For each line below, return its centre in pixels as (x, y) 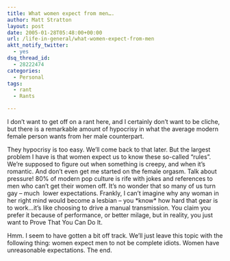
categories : (24, 71)
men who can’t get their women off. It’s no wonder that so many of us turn (112, 186)
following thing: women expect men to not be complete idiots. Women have (113, 243)
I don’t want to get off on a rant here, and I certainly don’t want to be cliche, (114, 122)
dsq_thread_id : (29, 58)
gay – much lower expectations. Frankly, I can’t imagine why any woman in (113, 193)
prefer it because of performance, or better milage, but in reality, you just (110, 215)
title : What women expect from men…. (61, 13)
